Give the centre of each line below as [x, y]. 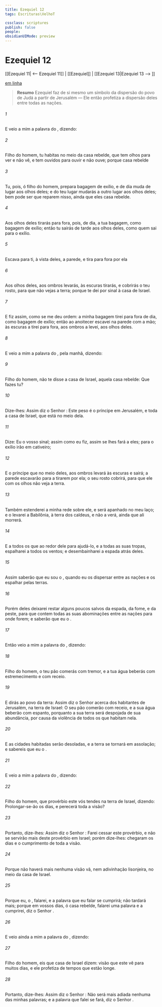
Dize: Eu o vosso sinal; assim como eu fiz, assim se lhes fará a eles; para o [79, 442]
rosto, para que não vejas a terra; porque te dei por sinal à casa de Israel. [78, 291]
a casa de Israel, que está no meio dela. [45, 416]
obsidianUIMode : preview [30, 36]
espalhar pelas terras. [27, 582]
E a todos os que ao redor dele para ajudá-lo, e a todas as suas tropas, [76, 546]
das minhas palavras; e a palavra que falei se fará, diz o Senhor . [69, 999]
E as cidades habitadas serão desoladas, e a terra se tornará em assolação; [80, 744]
